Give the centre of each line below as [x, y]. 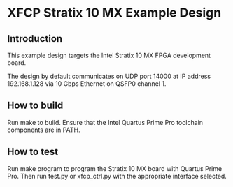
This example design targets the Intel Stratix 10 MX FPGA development [109, 55]
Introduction [35, 39]
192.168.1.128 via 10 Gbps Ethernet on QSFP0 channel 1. [87, 84]
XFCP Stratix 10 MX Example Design [114, 13]
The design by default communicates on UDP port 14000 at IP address [109, 76]
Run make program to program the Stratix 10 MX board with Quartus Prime [115, 168]
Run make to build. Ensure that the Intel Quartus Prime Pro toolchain [105, 122]
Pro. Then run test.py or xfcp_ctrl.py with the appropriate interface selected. [117, 176]
